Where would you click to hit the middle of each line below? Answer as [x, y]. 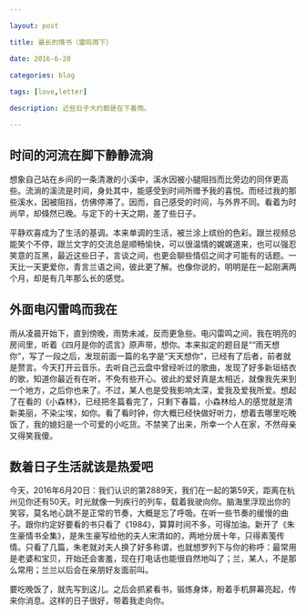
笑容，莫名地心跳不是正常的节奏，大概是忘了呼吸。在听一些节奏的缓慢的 [145, 513]
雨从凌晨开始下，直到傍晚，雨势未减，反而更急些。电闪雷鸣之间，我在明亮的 [153, 333]
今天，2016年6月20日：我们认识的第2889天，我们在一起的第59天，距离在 [148, 490]
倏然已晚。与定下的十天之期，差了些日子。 [121, 213]
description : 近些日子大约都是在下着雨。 [80, 109]
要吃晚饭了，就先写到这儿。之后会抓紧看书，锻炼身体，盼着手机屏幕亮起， [149, 589]
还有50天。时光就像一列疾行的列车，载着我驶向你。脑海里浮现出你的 [162, 502]
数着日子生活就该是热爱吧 [81, 466]
